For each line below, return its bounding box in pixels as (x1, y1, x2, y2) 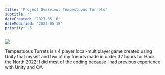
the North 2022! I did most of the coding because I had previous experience (5, 59, 161, 65)
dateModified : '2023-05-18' (5, 21, 63, 26)
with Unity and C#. (5, 64, 44, 70)
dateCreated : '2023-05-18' (5, 16, 61, 21)
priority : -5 (5, 26, 32, 31)
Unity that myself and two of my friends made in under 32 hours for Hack (5, 54, 155, 60)
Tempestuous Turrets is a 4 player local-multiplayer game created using (5, 48, 152, 54)
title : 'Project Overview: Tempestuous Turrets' (5, 7, 108, 12)
